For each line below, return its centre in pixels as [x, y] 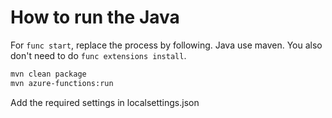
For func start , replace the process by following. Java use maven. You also [166, 45]
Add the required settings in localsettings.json [105, 102]
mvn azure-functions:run [62, 83]
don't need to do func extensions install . [98, 55]
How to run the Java [95, 17]
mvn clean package [48, 74]
